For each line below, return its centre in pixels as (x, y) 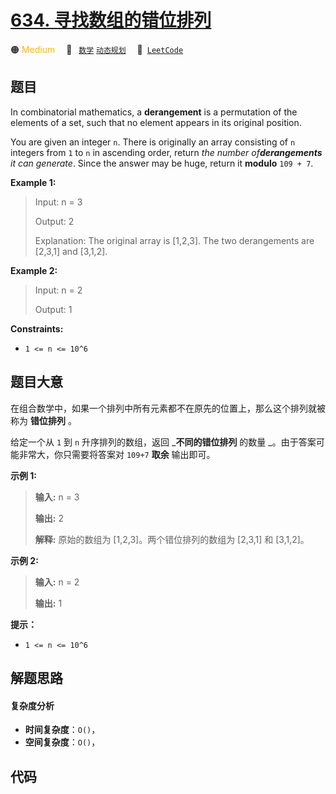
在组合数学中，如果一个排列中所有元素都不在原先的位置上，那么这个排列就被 (168, 408)
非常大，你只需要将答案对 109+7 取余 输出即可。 (117, 454)
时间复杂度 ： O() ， (62, 730)
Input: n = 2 (58, 290)
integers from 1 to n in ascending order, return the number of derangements (166, 152)
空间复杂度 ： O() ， (62, 742)
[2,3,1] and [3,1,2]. (71, 251)
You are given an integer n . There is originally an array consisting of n (153, 142)
